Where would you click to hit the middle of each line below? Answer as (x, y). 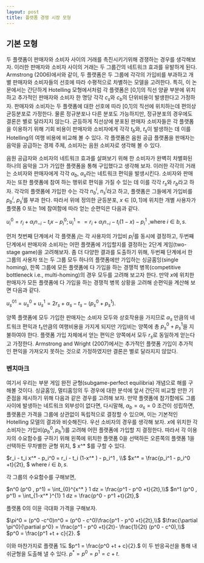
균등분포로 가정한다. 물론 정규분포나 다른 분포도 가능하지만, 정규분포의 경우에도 (100, 114)
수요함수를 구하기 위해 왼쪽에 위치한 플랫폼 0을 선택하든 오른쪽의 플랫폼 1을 (106, 438)
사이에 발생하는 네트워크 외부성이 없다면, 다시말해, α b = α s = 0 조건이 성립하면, (100, 406)
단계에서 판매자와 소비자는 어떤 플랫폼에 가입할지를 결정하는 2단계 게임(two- (97, 244)
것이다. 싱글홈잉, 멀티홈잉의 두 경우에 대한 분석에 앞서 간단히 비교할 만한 (102, 390)
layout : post (23, 12)
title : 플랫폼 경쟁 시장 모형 (39, 18)
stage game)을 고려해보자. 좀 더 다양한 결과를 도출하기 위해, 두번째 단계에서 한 (100, 252)
